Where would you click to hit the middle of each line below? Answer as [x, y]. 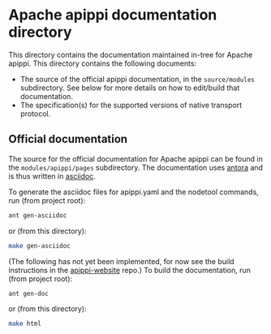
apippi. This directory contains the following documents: [103, 63]
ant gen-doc [28, 293]
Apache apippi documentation [113, 15]
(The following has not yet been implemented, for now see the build [121, 261]
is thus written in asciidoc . [52, 176]
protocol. [35, 113]
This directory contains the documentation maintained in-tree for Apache [131, 54]
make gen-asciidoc [39, 245]
